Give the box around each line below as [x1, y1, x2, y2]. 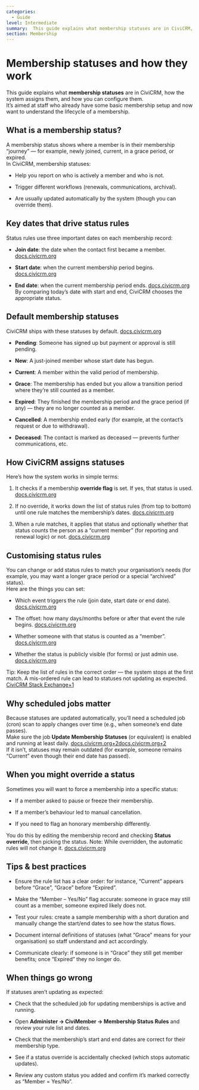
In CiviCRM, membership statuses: [6, 160, 91, 167]
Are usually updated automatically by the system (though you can [14, 194, 176, 202]
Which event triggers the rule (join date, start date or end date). [14, 597, 171, 604]
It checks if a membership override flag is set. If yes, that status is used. [14, 484, 193, 492]
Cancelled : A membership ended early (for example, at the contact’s [14, 416, 184, 423]
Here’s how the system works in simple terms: [6, 473, 119, 480]
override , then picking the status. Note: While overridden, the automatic [6, 838, 183, 845]
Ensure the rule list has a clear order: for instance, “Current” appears [14, 878, 184, 885]
